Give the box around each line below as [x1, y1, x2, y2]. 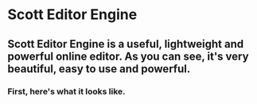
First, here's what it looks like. [7, 86, 126, 97]
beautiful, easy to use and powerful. [7, 62, 191, 75]
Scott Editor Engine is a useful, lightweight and [7, 37, 244, 51]
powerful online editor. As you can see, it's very [7, 49, 249, 63]
